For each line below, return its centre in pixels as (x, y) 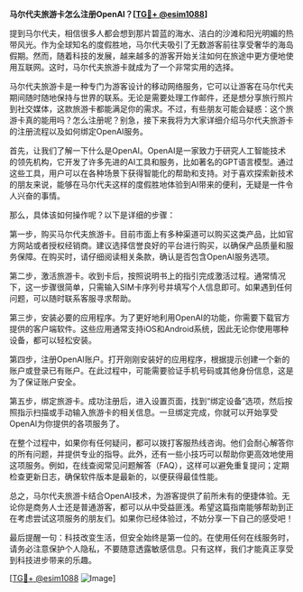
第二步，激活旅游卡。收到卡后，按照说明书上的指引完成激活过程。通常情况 (147, 276)
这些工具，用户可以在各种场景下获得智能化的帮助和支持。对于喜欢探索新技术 (151, 173)
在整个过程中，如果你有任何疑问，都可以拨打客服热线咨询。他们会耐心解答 (147, 443)
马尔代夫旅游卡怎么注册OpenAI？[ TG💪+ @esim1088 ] (109, 14)
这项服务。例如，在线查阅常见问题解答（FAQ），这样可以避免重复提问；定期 (149, 465)
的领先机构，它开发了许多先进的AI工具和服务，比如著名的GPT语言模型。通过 (151, 162)
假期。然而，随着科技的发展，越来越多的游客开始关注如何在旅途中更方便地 (147, 56)
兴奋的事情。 (41, 196)
